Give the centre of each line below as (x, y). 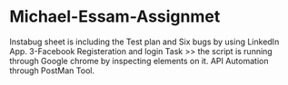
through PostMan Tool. (52, 71)
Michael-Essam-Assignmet (115, 17)
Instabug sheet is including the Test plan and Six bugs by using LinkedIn (144, 42)
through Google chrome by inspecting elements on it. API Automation (139, 61)
